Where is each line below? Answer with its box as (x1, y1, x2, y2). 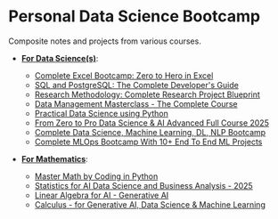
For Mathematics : (20, 153, 88, 164)
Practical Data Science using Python (34, 108, 168, 118)
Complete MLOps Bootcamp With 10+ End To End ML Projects (34, 136, 263, 147)
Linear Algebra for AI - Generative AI (34, 190, 169, 200)
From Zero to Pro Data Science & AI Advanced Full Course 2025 (34, 118, 269, 128)
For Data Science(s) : (20, 53, 99, 63)
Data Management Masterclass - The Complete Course (34, 98, 238, 109)
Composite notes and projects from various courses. (8, 36, 201, 46)
